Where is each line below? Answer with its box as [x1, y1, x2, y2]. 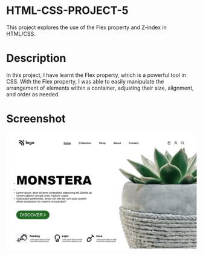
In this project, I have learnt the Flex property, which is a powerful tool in [6, 71, 186, 79]
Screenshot [6, 112, 66, 126]
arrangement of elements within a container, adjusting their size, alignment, [6, 84, 195, 91]
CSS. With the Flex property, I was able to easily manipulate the [6, 78, 164, 85]
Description [6, 51, 66, 65]
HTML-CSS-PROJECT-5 [6, 4, 129, 18]
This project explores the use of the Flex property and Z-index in [6, 24, 167, 31]
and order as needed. [6, 90, 60, 98]
